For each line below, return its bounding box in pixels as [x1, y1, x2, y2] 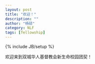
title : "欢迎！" [5, 12, 37, 17]
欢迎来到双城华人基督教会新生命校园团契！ [5, 54, 92, 60]
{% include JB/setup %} [5, 44, 54, 49]
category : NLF [5, 26, 35, 31]
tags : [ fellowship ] [5, 30, 46, 35]
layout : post [5, 7, 32, 12]
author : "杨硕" [5, 21, 35, 26]
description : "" [5, 16, 39, 21]
